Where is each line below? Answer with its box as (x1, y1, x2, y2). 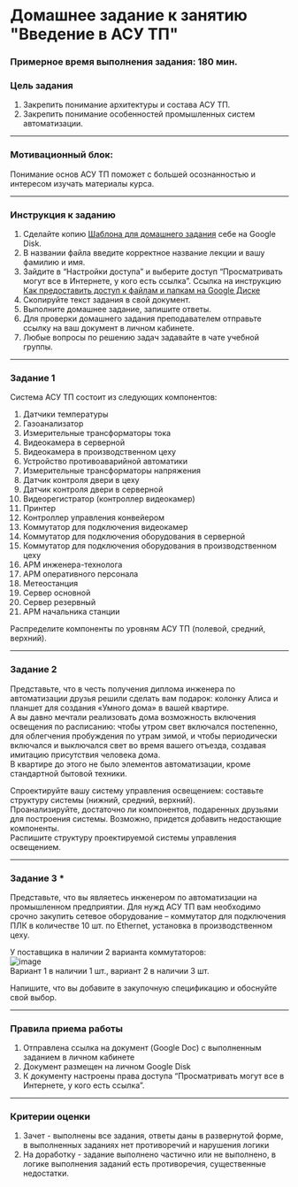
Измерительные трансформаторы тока (22, 428, 172, 439)
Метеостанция (22, 578, 79, 589)
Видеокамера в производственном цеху (22, 447, 176, 457)
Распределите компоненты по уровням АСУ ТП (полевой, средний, (10, 624, 266, 634)
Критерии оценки (10, 1111, 91, 1123)
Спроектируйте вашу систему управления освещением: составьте (10, 785, 264, 796)
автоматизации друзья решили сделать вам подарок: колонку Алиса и (10, 693, 279, 703)
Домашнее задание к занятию (10, 5, 248, 26)
